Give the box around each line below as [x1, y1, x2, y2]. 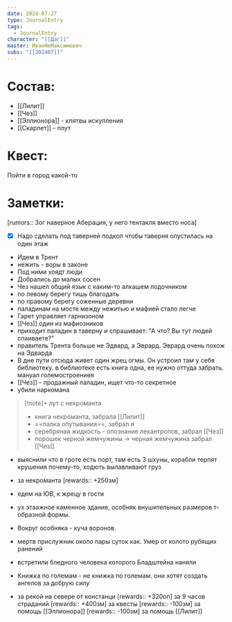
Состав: [7, 79, 55, 94]
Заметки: [7, 195, 64, 211]
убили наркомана [17, 386, 70, 394]
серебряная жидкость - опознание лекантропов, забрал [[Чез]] [34, 427, 224, 435]
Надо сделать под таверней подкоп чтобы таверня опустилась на [17, 232, 213, 240]
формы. [47, 510, 71, 519]
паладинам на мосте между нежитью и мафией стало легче [17, 304, 196, 313]
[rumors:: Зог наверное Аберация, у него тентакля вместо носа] [7, 218, 197, 226]
